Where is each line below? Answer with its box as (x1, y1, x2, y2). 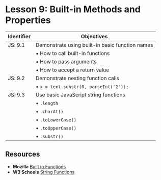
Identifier (8, 33, 31, 40)
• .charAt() (35, 108, 64, 115)
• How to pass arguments (35, 58, 97, 65)
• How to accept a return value (35, 66, 110, 73)
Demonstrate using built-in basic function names (35, 41, 153, 48)
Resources (5, 150, 40, 159)
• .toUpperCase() (35, 124, 77, 131)
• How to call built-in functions (35, 49, 110, 57)
